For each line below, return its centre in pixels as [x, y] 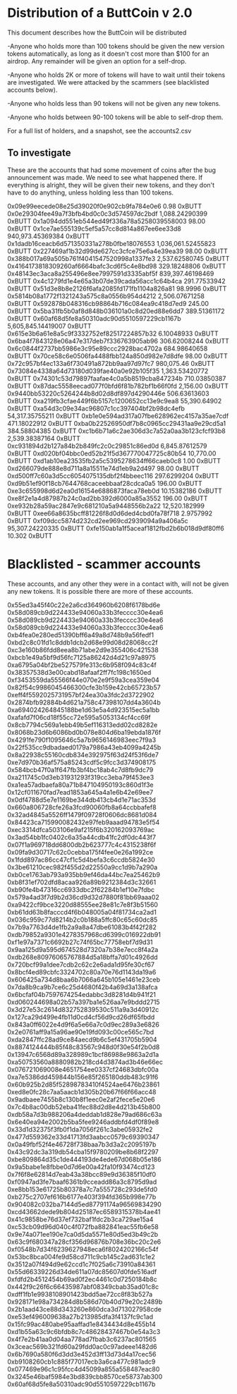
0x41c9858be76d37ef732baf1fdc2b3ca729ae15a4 [80, 1219]
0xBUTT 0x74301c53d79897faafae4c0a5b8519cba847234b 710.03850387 [117, 378]
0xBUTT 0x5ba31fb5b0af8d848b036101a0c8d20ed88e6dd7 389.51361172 [116, 311]
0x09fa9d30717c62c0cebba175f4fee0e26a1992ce [80, 852]
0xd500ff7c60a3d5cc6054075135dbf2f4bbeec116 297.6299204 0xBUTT [113, 476]
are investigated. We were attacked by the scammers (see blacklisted [108, 82]
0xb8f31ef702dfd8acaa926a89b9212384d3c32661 [82, 882]
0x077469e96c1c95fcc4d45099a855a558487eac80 [84, 1369]
